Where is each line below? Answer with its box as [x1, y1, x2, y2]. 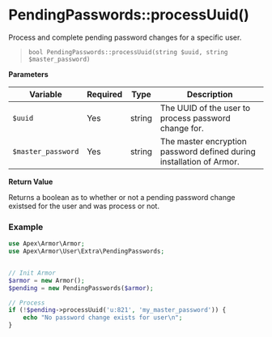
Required [86, 88, 123, 100]
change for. [159, 122, 204, 134]
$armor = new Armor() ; [8, 276, 85, 284]
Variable [29, 88, 62, 100]
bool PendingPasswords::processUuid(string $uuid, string [28, 48, 228, 56]
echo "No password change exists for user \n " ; [23, 314, 183, 322]
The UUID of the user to [159, 102, 251, 113]
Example [8, 221, 44, 232]
